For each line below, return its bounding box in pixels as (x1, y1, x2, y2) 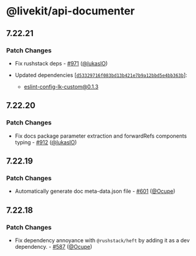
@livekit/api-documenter (6, 4, 135, 18)
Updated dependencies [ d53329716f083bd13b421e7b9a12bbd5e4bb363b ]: (14, 71, 188, 79)
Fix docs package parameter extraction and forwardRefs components (14, 132, 187, 139)
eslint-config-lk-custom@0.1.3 (23, 83, 99, 90)
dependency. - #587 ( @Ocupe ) (14, 243, 93, 250)
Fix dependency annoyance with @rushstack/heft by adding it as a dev (14, 236, 190, 244)
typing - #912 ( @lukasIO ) (14, 138, 77, 145)
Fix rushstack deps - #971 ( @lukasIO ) (14, 59, 108, 67)
